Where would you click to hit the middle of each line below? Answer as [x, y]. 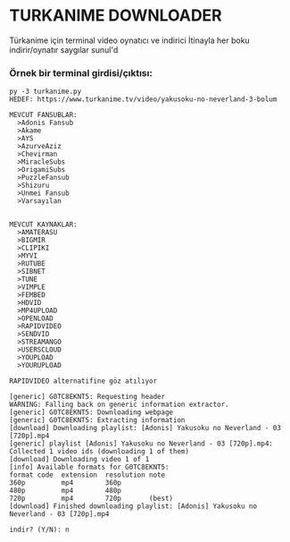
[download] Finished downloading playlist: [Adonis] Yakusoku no [133, 506]
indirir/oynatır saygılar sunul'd [64, 49]
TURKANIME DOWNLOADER [116, 16]
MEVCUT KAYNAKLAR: [43, 224]
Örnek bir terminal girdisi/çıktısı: [81, 72]
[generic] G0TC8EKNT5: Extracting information [97, 420]
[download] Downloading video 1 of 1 [79, 460]
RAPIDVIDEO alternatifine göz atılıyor [83, 381]
